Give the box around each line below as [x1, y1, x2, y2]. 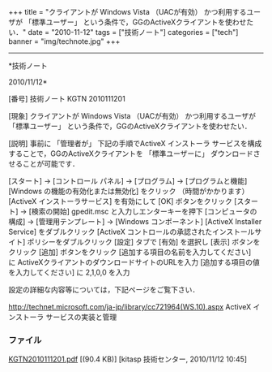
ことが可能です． [22, 159, 79, 168]
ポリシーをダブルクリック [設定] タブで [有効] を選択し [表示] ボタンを [27, 237, 261, 246]
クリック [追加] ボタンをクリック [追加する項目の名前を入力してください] [8, 247, 252, 257]
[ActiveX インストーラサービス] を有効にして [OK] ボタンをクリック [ [8, 197, 237, 205]
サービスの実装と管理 [45, 312, 117, 322]
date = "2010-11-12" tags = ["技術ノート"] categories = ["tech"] [28, 28, 239, 37]
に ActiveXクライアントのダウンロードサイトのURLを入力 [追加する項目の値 [8, 257, 261, 266]
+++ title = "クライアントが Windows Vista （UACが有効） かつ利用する [8, 7, 247, 16]
